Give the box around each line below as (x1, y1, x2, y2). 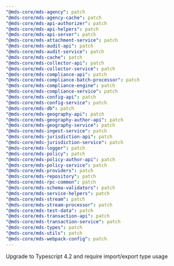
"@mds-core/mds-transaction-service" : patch (5, 219, 121, 225)
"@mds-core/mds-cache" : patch (5, 54, 83, 60)
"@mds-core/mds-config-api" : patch (5, 94, 96, 100)
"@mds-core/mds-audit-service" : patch (5, 49, 104, 55)
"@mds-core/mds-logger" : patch (5, 145, 85, 151)
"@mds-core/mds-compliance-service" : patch (5, 88, 118, 95)
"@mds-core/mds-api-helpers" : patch (5, 26, 99, 32)
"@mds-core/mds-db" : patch (5, 105, 74, 112)
